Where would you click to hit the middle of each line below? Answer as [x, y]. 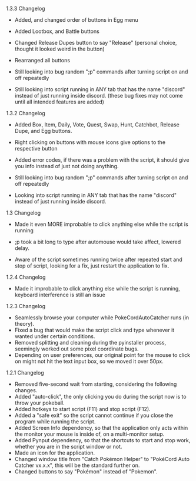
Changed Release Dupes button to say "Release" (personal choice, [96, 43]
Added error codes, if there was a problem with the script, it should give [102, 160]
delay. [22, 248]
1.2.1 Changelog [25, 373]
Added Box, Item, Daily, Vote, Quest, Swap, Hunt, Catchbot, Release [97, 125]
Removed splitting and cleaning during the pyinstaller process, [90, 343]
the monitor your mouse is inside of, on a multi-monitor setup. [89, 434]
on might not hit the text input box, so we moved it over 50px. [89, 361]
